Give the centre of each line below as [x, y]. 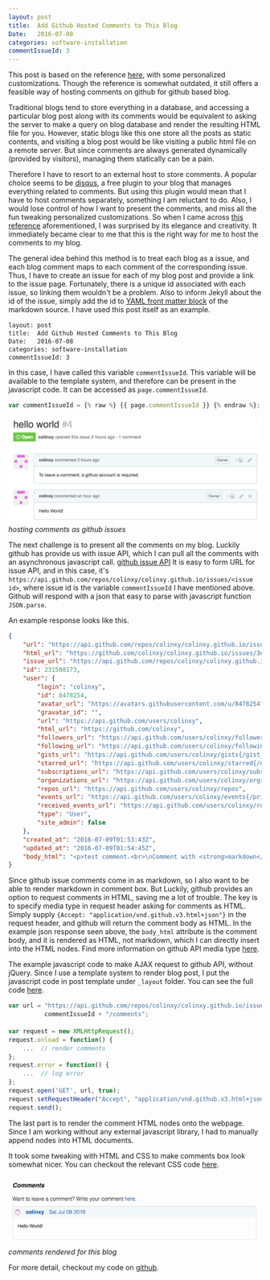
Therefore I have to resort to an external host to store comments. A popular [133, 175]
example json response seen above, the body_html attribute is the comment [133, 932]
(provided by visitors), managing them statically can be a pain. [111, 159]
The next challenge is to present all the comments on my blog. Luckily [124, 545]
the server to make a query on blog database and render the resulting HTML [135, 125]
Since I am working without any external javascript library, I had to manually [133, 1131]
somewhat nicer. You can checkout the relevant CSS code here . [114, 1164]
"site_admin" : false [72, 823]
